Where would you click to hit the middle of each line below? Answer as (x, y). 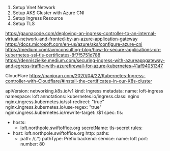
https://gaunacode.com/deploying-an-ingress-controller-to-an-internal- (81, 33)
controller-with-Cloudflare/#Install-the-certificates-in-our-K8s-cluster (79, 81)
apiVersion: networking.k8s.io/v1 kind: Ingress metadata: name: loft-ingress (84, 91)
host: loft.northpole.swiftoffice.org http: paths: (61, 133)
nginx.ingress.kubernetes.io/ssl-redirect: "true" (55, 102)
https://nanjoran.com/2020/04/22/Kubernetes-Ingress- (88, 75)
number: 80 (32, 144)
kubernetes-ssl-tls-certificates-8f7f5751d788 (53, 55)
